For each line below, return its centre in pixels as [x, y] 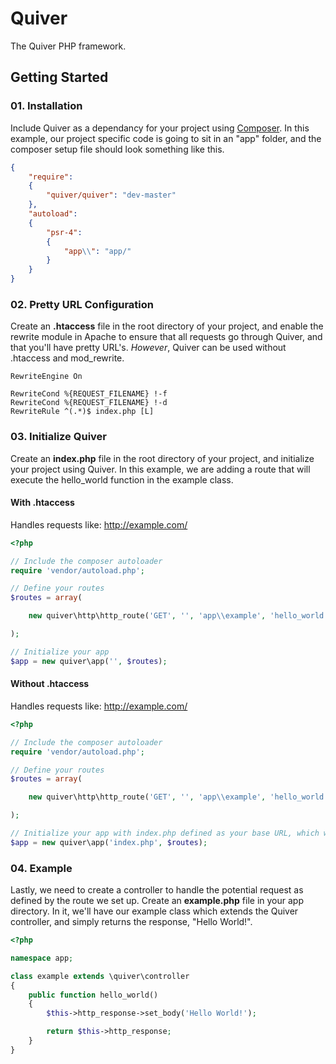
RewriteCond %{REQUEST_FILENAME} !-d [89, 403]
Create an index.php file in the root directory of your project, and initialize [162, 458]
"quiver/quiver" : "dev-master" [111, 195]
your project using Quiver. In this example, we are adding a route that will [160, 469]
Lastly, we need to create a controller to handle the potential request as [157, 890]
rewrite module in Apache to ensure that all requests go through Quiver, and [166, 337]
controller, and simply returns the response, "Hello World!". [131, 922]
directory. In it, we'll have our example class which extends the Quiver [154, 911]
